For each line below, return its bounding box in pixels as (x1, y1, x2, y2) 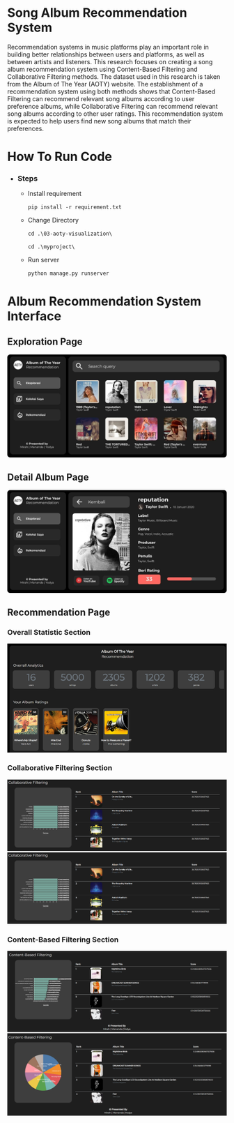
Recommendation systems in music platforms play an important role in (7, 43, 209, 51)
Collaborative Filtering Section (7, 763, 113, 773)
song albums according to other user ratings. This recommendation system (7, 110, 224, 118)
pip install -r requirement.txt (27, 204, 122, 211)
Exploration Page (7, 336, 83, 347)
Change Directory (27, 216, 79, 225)
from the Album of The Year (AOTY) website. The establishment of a (7, 80, 203, 88)
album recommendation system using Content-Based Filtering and (7, 65, 198, 73)
